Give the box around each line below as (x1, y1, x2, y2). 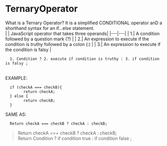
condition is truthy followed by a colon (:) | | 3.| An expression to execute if (5, 41, 161, 47)
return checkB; (23, 98, 56, 103)
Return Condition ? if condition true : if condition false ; (17, 135, 132, 141)
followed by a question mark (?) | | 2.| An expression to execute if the (5, 36, 149, 42)
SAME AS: (5, 111, 27, 117)
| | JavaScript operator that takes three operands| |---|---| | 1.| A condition (5, 30, 160, 36)
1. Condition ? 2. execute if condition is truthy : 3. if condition (10, 56, 159, 61)
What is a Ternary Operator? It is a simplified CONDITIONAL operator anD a (5, 20, 162, 26)
